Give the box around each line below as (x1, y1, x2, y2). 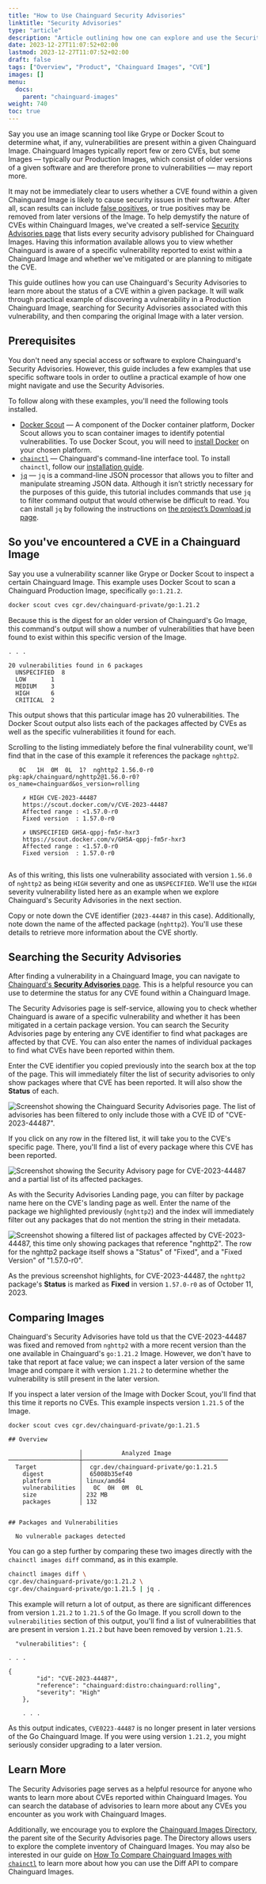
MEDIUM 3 (15, 682, 55, 690)
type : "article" (8, 26, 62, 34)
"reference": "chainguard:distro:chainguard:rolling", (36, 1681, 222, 1689)
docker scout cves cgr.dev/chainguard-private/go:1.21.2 (8, 601, 200, 609)
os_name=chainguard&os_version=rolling (8, 780, 140, 788)
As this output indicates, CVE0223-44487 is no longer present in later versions (8, 1723, 256, 1733)
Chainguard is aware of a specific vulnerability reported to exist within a (8, 246, 243, 254)
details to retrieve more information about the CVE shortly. (8, 927, 198, 937)
